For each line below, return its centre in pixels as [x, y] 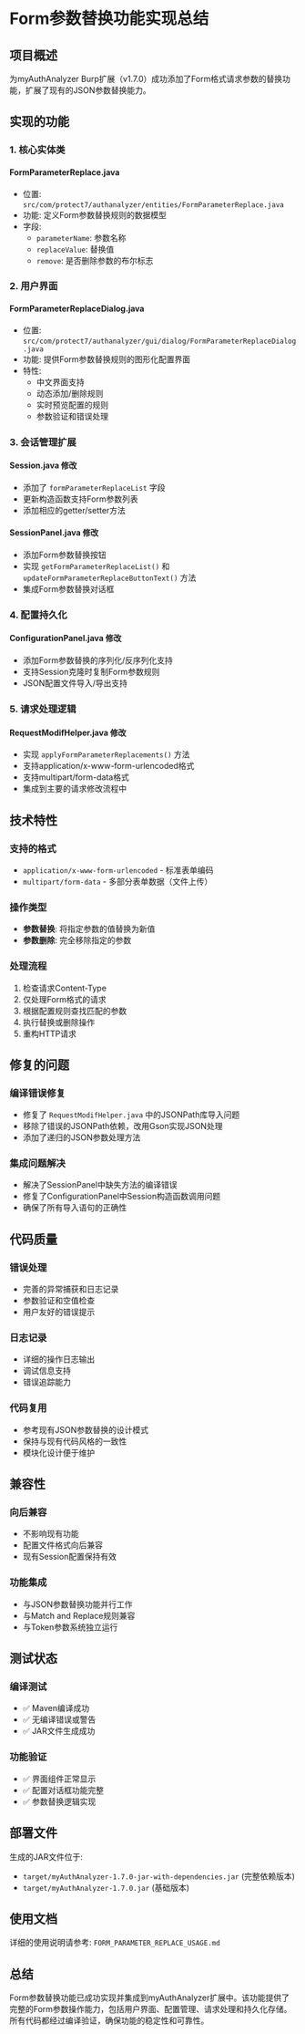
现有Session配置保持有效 [69, 1557]
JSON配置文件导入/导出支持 [75, 683]
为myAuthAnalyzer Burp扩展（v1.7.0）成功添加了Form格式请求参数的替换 [146, 79]
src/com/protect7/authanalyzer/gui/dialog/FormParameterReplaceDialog [159, 341]
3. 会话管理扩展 [43, 441]
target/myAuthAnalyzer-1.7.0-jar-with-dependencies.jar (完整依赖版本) [159, 1876]
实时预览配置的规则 [72, 405]
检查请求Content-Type [65, 988]
